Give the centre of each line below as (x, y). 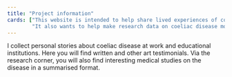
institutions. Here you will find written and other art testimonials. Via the (109, 53)
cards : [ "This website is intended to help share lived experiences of (112, 20)
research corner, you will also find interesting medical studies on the (104, 60)
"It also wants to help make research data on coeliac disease (125, 26)
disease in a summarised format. (54, 68)
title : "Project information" (51, 13)
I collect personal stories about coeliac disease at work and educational (109, 46)
